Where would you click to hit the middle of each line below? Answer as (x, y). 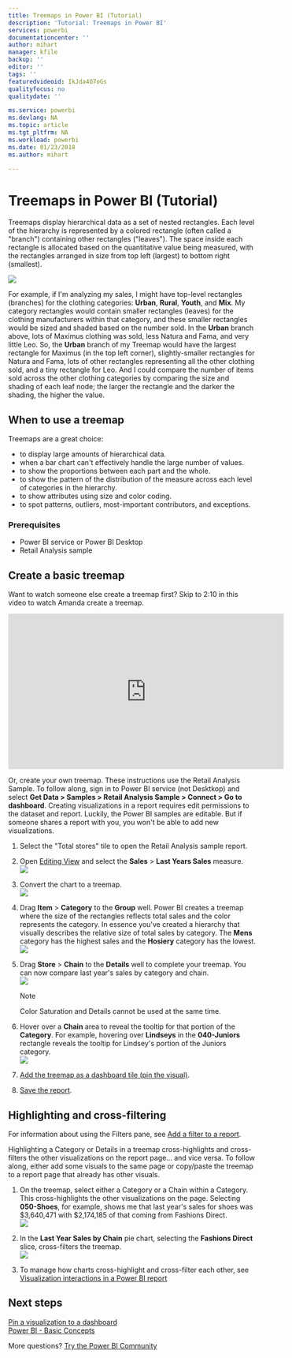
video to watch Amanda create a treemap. (76, 603)
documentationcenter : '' (49, 38)
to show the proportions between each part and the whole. (115, 471)
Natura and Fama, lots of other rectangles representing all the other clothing (131, 362)
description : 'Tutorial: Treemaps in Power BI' (88, 23)
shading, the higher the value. (56, 395)
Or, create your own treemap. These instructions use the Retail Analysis (124, 780)
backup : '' (26, 60)
